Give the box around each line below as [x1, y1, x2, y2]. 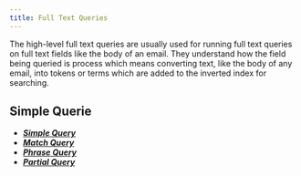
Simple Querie [9, 104, 92, 119]
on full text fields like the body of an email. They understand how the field [9, 47, 286, 59]
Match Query [22, 138, 75, 149]
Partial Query [22, 157, 76, 168]
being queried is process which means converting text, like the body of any [9, 57, 293, 68]
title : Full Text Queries [9, 13, 108, 23]
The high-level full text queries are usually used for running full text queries [9, 38, 293, 49]
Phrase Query [22, 147, 78, 158]
